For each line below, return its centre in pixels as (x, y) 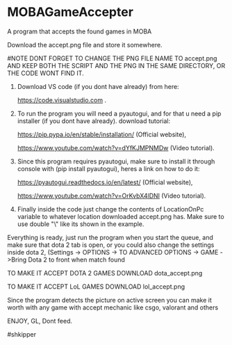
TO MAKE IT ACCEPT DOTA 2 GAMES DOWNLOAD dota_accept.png (105, 273)
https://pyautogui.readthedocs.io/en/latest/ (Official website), (105, 182)
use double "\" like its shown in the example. (81, 224)
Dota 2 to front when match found (76, 259)
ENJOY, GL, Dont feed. (40, 321)
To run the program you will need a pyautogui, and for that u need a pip (119, 113)
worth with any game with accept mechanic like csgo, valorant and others (113, 307)
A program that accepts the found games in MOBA (80, 31)
